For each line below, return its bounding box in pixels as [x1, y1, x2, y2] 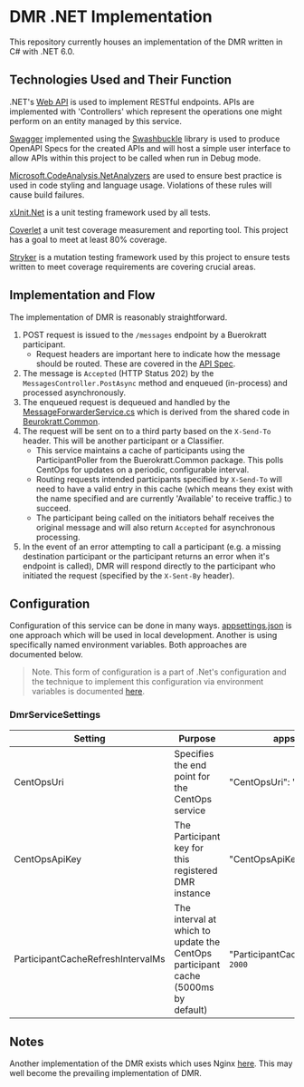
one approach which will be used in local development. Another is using [9, 630, 278, 641]
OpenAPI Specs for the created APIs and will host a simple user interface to [9, 142, 291, 153]
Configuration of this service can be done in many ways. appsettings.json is [9, 620, 292, 631]
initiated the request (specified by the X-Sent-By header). [22, 569, 235, 581]
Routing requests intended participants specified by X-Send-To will [35, 473, 282, 484]
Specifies [174, 747, 214, 760]
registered [174, 864, 218, 877]
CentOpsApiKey [14, 852, 82, 865]
